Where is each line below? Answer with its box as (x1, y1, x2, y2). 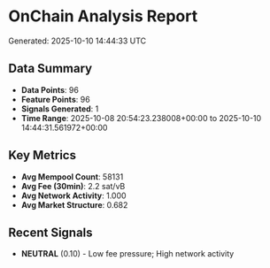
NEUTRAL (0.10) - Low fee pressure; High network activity (20, 249, 235, 259)
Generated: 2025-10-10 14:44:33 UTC (8, 35, 147, 46)
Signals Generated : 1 (20, 103, 99, 114)
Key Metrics (8, 148, 77, 163)
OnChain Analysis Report (8, 6, 198, 27)
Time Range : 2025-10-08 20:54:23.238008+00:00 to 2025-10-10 (20, 112, 262, 123)
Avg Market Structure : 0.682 (20, 199, 128, 210)
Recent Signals (8, 225, 94, 240)
